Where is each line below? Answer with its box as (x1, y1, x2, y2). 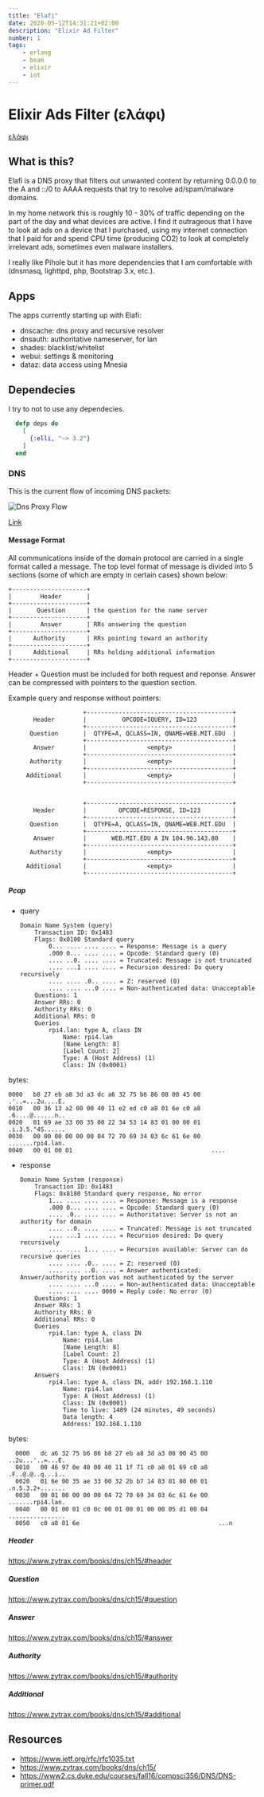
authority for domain (19, 1217, 91, 1225)
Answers (34, 1371, 60, 1379)
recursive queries (19, 1252, 81, 1260)
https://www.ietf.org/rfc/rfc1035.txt (19, 1754, 135, 1764)
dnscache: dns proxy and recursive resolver (19, 326, 165, 336)
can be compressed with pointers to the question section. (8, 677, 197, 687)
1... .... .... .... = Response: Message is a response (49, 1196, 238, 1204)
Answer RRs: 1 (34, 1301, 81, 1309)
